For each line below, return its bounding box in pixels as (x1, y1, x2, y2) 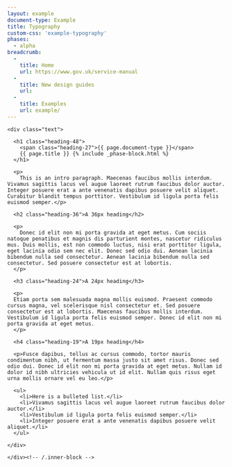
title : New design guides (19, 81, 95, 88)
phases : (7, 36, 30, 43)
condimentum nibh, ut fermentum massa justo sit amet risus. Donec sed (7, 357, 219, 364)
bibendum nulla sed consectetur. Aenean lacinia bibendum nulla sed (7, 253, 210, 260)
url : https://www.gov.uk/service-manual (19, 68, 138, 75)
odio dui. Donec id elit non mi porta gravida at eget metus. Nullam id (7, 362, 222, 370)
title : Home (19, 62, 54, 69)
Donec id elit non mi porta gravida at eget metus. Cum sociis (19, 229, 207, 236)
